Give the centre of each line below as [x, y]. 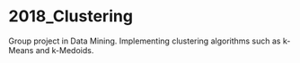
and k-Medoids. [65, 50]
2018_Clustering [71, 16]
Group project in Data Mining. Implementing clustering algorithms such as [145, 41]
